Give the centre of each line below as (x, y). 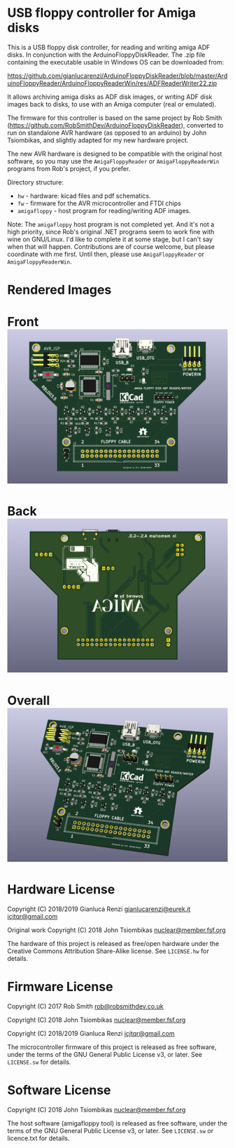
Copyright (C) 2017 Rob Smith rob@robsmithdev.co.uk (85, 1006)
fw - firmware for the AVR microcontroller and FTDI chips (99, 203)
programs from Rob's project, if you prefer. (69, 168)
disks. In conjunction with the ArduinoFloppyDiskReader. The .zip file (106, 55)
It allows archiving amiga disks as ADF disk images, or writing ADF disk (110, 97)
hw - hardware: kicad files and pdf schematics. (84, 196)
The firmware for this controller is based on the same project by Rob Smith (115, 118)
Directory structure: (36, 182)
